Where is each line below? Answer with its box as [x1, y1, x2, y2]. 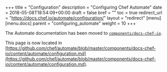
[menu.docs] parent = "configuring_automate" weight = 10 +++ [5, 20, 136, 26]
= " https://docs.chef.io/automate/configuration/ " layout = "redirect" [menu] [5, 15, 161, 21]
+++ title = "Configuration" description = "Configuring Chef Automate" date [5, 5, 162, 10]
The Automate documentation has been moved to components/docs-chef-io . [5, 30, 162, 36]
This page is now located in [5, 40, 62, 46]
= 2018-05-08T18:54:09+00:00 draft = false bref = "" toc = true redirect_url [5, 10, 162, 16]
